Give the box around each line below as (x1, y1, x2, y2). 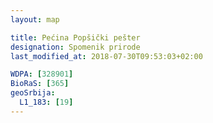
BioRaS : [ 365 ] (10, 79, 70, 89)
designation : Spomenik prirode (10, 42, 141, 52)
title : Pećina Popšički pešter (10, 32, 141, 43)
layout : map (10, 14, 60, 25)
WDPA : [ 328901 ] (10, 69, 74, 80)
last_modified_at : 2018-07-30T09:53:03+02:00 (10, 51, 203, 61)
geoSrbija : (10, 88, 56, 98)
